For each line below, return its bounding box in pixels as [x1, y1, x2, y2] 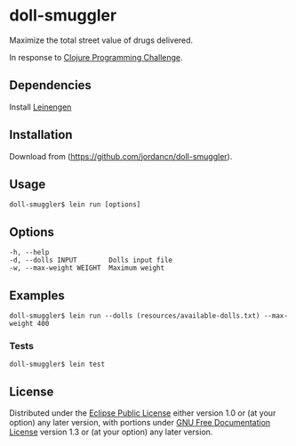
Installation [9, 127, 73, 142]
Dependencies [9, 77, 92, 93]
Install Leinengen [9, 101, 72, 112]
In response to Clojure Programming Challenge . [9, 52, 184, 62]
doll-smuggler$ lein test [9, 360, 105, 369]
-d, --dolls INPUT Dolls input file [9, 255, 173, 265]
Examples [9, 288, 65, 303]
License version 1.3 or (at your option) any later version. [9, 426, 213, 437]
